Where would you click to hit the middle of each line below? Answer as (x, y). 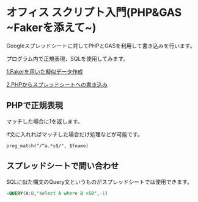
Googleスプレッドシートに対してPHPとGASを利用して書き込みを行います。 (101, 46)
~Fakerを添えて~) (51, 28)
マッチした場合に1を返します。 (45, 121)
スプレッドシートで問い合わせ (63, 166)
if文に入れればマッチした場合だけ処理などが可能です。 (75, 134)
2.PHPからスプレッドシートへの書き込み (57, 84)
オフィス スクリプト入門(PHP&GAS (94, 12)
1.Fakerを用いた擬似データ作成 (45, 71)
